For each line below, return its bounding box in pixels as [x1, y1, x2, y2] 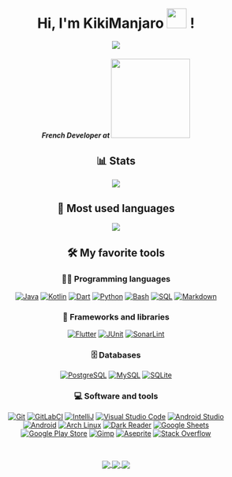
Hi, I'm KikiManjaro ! [37, 14, 195, 32]
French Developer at [41, 131, 110, 140]
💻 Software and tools [73, 391, 159, 402]
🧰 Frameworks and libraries [62, 311, 170, 322]
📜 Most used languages [57, 202, 175, 215]
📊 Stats [96, 154, 136, 168]
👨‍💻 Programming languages [61, 274, 171, 285]
